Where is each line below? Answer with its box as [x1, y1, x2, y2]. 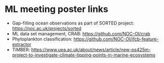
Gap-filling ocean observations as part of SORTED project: [12, 20, 135, 26]
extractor [12, 41, 31, 47]
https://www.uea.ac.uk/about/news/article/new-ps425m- [31, 46, 151, 52]
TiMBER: [12, 46, 30, 52]
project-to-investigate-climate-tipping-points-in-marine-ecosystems [12, 51, 155, 58]
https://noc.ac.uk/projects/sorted [12, 25, 81, 31]
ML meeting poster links [5, 3, 108, 15]
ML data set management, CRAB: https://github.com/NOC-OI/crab [12, 30, 150, 36]
